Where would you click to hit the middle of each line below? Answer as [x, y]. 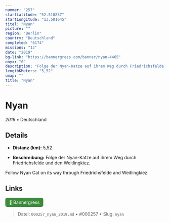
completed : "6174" [25, 43]
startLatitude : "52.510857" [35, 15]
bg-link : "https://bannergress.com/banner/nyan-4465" [63, 57]
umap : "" [14, 76]
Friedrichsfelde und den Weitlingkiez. [51, 163]
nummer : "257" [20, 10]
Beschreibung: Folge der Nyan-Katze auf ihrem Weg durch [74, 157]
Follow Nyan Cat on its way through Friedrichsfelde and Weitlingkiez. [77, 172]
